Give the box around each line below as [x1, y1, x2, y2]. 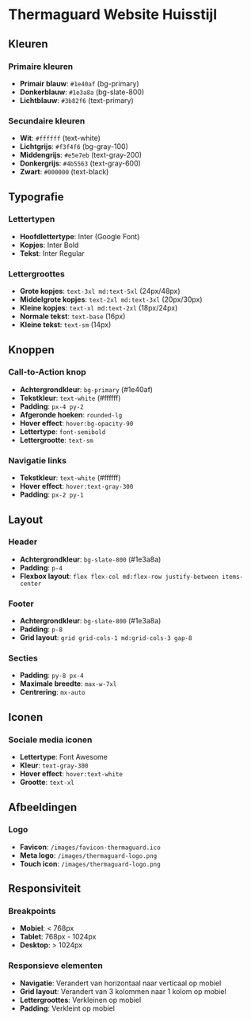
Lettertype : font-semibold [19, 426, 106, 436]
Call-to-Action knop [8, 367, 87, 378]
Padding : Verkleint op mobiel [19, 1004, 115, 1013]
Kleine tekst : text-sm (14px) [19, 320, 112, 330]
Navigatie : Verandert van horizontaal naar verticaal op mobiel [19, 978, 222, 988]
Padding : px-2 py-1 [19, 490, 85, 500]
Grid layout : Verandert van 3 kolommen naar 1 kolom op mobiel [19, 986, 227, 996]
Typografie [8, 190, 64, 204]
